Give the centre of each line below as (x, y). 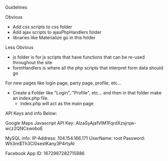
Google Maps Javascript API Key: (40, 123)
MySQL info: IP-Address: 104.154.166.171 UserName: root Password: (75, 138)
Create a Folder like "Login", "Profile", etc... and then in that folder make (87, 93)
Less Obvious (19, 47)
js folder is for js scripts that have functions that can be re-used (79, 57)
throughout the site (32, 62)
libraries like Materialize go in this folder (54, 38)
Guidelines (16, 7)
